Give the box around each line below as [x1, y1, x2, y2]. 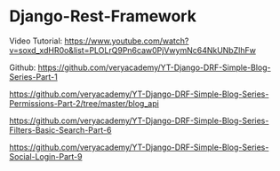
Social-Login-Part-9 [9, 151, 83, 161]
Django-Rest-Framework [9, 6, 197, 27]
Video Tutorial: [9, 35, 63, 46]
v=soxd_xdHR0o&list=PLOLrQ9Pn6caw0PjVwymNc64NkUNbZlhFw [9, 44, 256, 55]
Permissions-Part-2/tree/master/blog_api [9, 97, 160, 108]
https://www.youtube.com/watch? [64, 35, 189, 46]
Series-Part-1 [9, 71, 58, 82]
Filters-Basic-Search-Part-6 [9, 124, 112, 135]
